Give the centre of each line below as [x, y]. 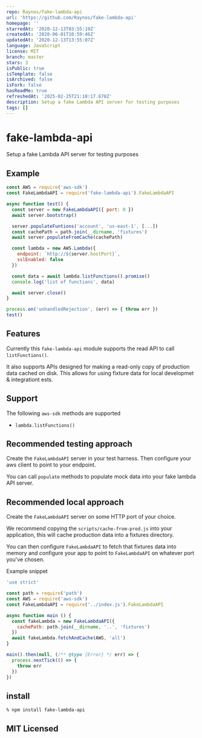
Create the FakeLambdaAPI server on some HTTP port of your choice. [91, 517]
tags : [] [17, 108]
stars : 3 [17, 62]
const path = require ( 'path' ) [44, 593]
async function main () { [39, 616]
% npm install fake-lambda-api [46, 710]
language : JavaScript [34, 46]
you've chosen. [25, 560]
